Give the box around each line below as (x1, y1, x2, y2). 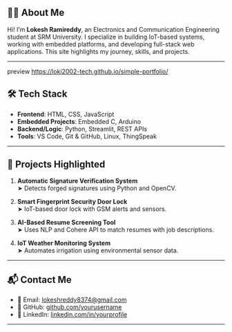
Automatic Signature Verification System (17, 177, 138, 185)
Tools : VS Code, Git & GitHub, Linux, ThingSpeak (17, 132, 157, 140)
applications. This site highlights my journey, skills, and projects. (7, 47, 190, 55)
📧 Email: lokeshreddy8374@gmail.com (17, 295, 127, 304)
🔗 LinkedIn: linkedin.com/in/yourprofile (17, 311, 128, 319)
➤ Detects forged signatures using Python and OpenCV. (17, 184, 177, 192)
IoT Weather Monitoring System (17, 239, 111, 248)
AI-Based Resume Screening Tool (17, 219, 116, 227)
